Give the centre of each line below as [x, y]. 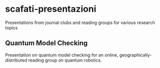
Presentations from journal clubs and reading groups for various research [80, 23]
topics [12, 27]
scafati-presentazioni [51, 9]
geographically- [136, 55]
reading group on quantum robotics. [65, 60]
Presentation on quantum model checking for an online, [62, 55]
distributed [16, 60]
